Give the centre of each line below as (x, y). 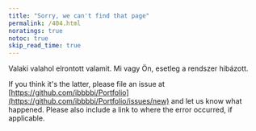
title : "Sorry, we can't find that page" (79, 16)
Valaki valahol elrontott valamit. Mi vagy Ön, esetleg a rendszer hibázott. (128, 68)
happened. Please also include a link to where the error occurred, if (120, 110)
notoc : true (28, 38)
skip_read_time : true (45, 46)
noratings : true (36, 31)
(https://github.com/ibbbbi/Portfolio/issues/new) (89, 101)
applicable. (27, 118)
